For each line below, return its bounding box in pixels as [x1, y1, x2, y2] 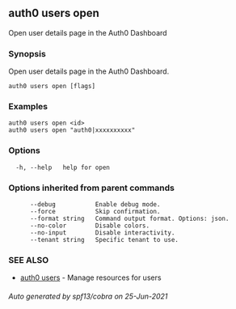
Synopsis [8, 48, 46, 59]
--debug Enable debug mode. [29, 201, 161, 209]
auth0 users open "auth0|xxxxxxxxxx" [8, 126, 136, 134]
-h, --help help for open [15, 163, 111, 171]
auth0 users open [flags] [8, 83, 95, 91]
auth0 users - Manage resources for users [19, 273, 162, 282]
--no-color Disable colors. [29, 222, 150, 230]
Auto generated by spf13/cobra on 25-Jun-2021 [8, 291, 168, 301]
